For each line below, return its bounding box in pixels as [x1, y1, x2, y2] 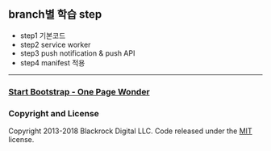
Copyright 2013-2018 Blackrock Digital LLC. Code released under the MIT [8, 126, 252, 136]
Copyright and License [8, 107, 99, 119]
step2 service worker [19, 40, 91, 49]
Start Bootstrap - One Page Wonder [8, 86, 151, 97]
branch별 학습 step [8, 7, 102, 22]
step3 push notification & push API [19, 48, 135, 58]
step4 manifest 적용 [19, 57, 85, 67]
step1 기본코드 [19, 31, 66, 40]
